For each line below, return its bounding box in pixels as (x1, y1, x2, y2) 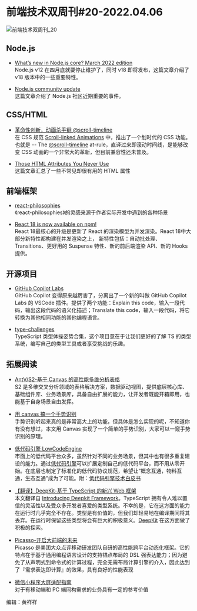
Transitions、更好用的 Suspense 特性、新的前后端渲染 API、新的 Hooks (14, 242, 188, 249)
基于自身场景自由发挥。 (19, 398, 77, 405)
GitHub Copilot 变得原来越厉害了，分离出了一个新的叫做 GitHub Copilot (14, 292, 187, 299)
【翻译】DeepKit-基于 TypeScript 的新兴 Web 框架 (14, 487, 136, 494)
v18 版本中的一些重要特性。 (14, 73, 81, 80)
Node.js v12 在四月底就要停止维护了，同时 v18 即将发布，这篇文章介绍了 (14, 66, 190, 73)
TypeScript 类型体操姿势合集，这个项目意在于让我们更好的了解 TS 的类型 (14, 333, 192, 340)
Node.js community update (14, 85, 81, 92)
